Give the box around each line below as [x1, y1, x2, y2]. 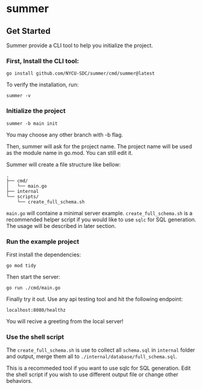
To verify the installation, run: [6, 81, 79, 89]
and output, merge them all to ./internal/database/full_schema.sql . [6, 353, 177, 360]
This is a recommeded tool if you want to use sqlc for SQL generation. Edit [6, 364, 191, 372]
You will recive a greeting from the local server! [6, 317, 124, 324]
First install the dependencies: [6, 251, 81, 258]
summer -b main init [6, 120, 58, 127]
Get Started [6, 26, 51, 36]
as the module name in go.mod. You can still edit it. [6, 149, 133, 156]
